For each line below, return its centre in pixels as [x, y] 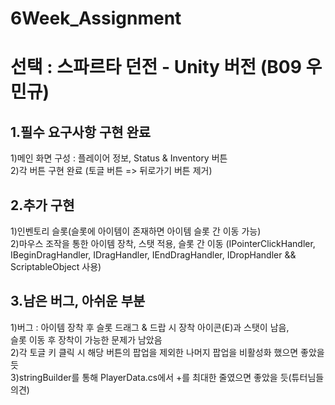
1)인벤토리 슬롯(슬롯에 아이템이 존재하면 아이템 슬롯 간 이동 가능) [136, 231]
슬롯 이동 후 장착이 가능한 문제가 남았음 [86, 339]
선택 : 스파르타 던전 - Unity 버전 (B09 [156, 67]
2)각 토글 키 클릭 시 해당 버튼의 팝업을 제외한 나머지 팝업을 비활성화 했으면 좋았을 [167, 352]
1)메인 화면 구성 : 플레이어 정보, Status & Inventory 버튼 [119, 158]
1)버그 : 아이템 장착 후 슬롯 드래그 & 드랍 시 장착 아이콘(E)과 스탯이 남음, [150, 327]
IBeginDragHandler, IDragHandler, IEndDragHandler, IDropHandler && [153, 255]
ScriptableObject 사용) [56, 266]
